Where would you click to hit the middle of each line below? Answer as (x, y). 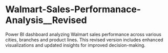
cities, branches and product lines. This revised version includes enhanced (84, 40)
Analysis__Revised (46, 20)
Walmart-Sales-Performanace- (73, 9)
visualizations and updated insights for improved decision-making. (76, 45)
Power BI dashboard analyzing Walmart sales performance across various (83, 34)
